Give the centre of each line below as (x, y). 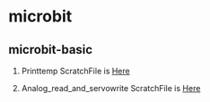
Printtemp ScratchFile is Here (76, 71)
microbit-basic (51, 50)
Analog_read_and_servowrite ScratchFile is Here (111, 88)
